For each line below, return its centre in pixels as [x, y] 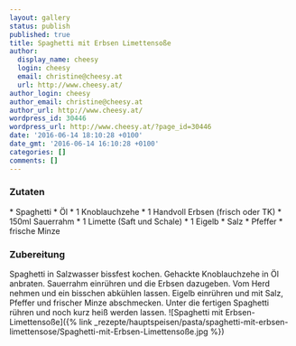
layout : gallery [40, 18]
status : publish [40, 26]
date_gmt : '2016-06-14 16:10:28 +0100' [84, 144]
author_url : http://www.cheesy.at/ [76, 110]
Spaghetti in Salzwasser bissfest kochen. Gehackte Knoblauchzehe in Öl [144, 274]
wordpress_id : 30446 [48, 118]
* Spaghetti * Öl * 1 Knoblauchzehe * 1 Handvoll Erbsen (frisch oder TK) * [146, 211]
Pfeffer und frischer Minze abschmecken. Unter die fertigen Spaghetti [139, 303]
